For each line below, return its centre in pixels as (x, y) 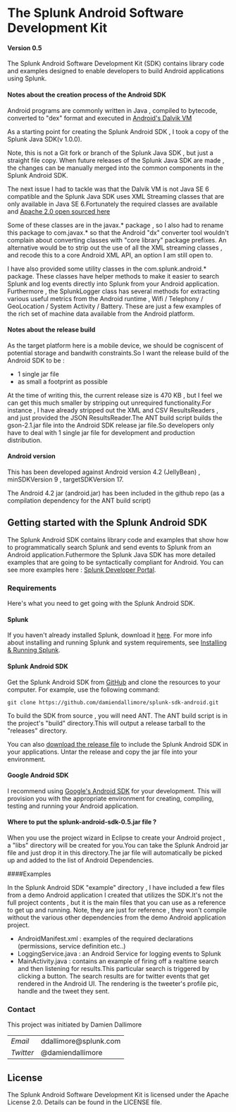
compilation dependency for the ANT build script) (79, 501)
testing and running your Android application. (73, 806)
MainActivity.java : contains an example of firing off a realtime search (118, 961)
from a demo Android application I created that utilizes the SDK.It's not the (115, 895)
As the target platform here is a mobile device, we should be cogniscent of (116, 345)
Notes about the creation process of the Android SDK (87, 94)
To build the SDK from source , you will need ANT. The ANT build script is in (117, 715)
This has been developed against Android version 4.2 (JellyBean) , (104, 472)
